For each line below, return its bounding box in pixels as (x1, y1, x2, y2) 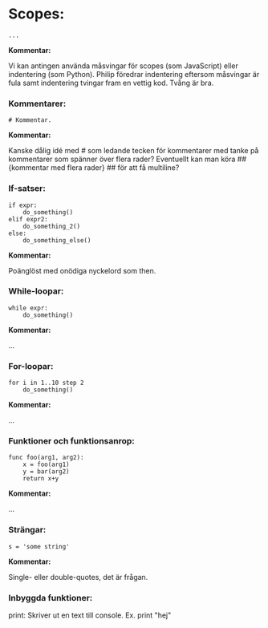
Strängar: (8, 525, 47, 536)
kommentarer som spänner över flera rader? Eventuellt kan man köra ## (8, 154, 247, 164)
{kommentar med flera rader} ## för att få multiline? (8, 163, 180, 172)
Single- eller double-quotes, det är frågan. (8, 572, 148, 581)
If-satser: (8, 183, 46, 194)
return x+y (22, 475, 59, 483)
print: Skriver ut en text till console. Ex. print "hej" (8, 610, 172, 620)
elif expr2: (8, 215, 48, 223)
